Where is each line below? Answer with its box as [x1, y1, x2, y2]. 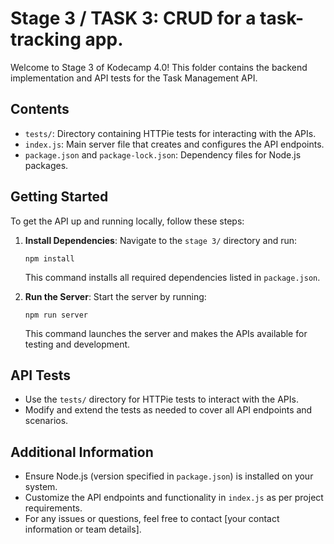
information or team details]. [24, 523, 142, 536]
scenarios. [24, 415, 69, 427]
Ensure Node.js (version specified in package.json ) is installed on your [24, 470, 314, 482]
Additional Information [10, 443, 154, 461]
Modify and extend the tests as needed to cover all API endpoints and [24, 404, 313, 416]
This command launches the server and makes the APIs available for [24, 327, 308, 339]
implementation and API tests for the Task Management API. [10, 72, 258, 84]
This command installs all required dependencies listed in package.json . [24, 271, 321, 283]
